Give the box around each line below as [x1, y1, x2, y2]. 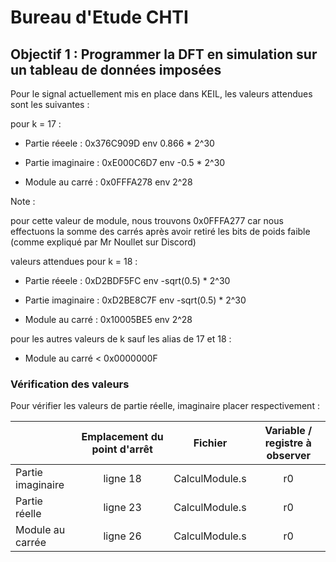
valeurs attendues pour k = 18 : [10, 256, 138, 267]
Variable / [264, 424, 313, 438]
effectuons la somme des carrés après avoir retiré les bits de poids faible [10, 226, 311, 237]
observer [266, 449, 312, 463]
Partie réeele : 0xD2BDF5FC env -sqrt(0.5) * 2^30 [24, 275, 231, 286]
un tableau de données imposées [10, 61, 222, 78]
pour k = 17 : [10, 118, 62, 130]
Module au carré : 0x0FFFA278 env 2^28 [24, 176, 193, 188]
